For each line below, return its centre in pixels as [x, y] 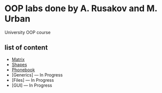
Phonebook [23, 70]
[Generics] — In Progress [37, 75]
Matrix [18, 59]
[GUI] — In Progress [32, 85]
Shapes [19, 64]
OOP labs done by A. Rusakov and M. [81, 9]
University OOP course [28, 32]
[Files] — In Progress [33, 80]
